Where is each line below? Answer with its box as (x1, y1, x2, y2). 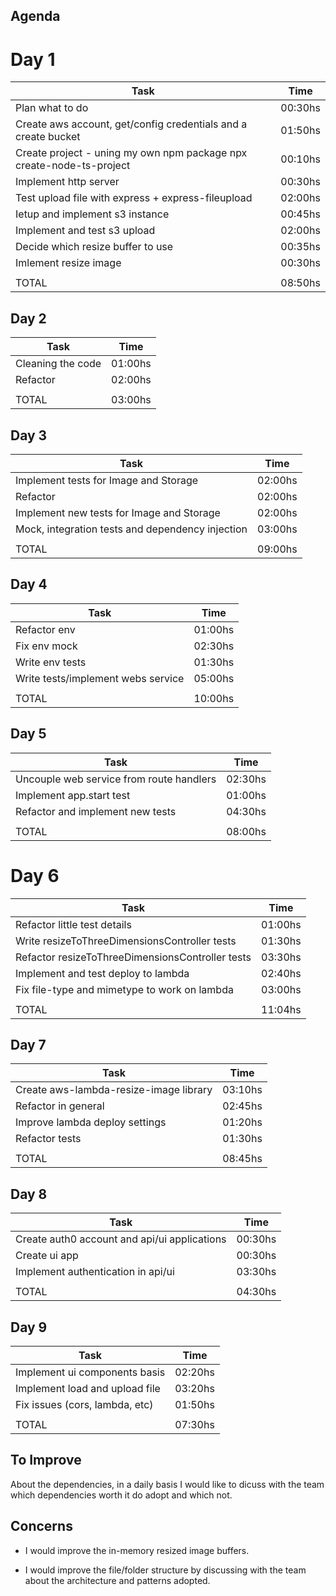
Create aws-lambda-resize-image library (15, 1083, 213, 1097)
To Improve (10, 1452, 82, 1469)
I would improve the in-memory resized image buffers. (24, 1544, 250, 1556)
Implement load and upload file (15, 1381, 161, 1395)
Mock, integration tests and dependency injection (15, 522, 248, 536)
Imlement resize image (15, 256, 122, 270)
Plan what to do (15, 101, 89, 115)
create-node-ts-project (15, 159, 131, 173)
